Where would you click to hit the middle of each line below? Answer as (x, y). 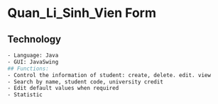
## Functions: (28, 69)
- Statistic (25, 95)
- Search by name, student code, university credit (85, 82)
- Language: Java (33, 55)
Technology (34, 39)
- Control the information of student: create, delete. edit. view (109, 75)
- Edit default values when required (63, 88)
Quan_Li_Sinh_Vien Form (82, 13)
